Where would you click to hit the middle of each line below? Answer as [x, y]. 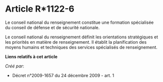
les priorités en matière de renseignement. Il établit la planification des [76, 42]
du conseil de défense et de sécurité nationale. [52, 27]
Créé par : [15, 66]
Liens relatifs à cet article [31, 56]
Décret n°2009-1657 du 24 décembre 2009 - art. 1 [63, 75]
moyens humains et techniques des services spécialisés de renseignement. [81, 47]
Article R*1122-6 [40, 9]
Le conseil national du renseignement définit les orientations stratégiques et [81, 37]
